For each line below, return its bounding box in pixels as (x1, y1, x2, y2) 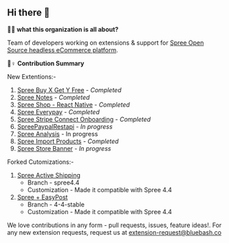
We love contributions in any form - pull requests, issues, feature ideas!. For (7, 221, 222, 229)
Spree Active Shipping (17, 171, 81, 179)
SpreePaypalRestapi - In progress (17, 122, 113, 131)
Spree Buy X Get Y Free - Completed (17, 85, 122, 94)
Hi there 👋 (7, 7, 50, 19)
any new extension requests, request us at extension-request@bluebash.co (7, 228, 222, 236)
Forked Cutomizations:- (7, 158, 74, 166)
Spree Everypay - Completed (17, 107, 100, 116)
